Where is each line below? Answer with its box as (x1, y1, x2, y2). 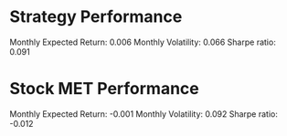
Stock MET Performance (9, 78, 199, 99)
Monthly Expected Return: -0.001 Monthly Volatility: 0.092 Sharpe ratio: (9, 108, 279, 120)
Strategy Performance (9, 6, 183, 27)
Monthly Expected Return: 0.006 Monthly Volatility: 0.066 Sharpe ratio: (9, 37, 276, 47)
